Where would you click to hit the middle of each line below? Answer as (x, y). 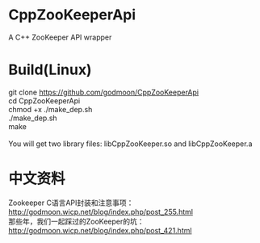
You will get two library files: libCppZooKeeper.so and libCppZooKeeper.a (130, 144)
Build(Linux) (50, 70)
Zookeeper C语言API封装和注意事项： (71, 203)
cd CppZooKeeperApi (44, 101)
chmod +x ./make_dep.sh (50, 109)
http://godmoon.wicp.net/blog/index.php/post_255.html (101, 212)
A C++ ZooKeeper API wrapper (60, 37)
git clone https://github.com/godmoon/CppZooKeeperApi (104, 92)
